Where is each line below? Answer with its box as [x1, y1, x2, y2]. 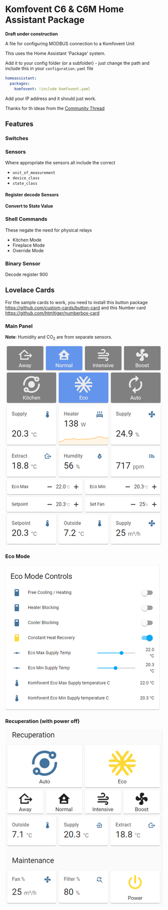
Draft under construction [5, 31, 58, 37]
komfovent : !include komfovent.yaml [14, 86, 91, 91]
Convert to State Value [5, 203, 53, 209]
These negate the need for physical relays [5, 227, 92, 233]
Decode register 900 [5, 271, 48, 277]
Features [5, 120, 33, 128]
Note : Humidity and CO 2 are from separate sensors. [5, 334, 112, 341]
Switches [5, 135, 28, 142]
